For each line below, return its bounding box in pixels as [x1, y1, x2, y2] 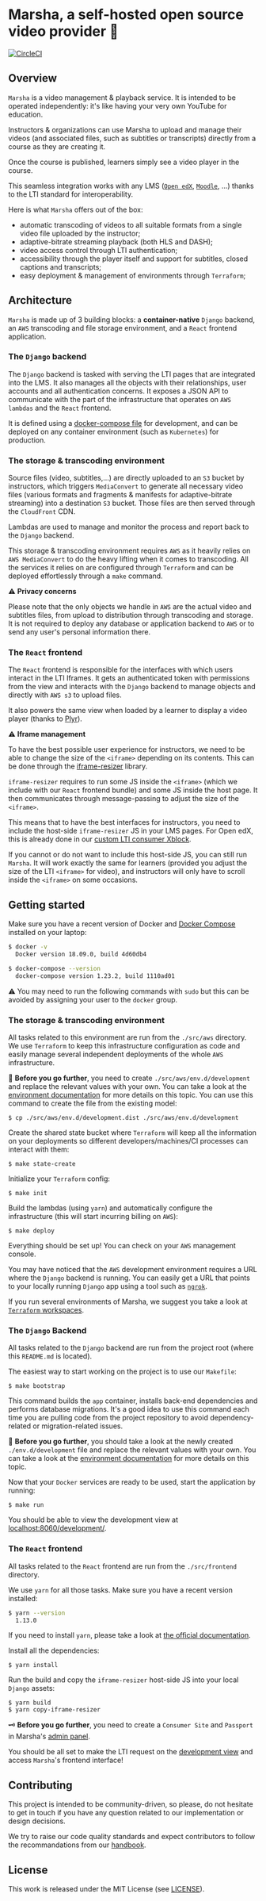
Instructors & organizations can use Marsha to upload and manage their [8, 125, 242, 134]
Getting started [8, 898, 85, 911]
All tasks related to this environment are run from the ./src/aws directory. [8, 1033, 247, 1042]
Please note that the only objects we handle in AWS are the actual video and [8, 602, 252, 611]
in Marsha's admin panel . [8, 1731, 91, 1742]
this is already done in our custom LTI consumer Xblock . [8, 834, 192, 844]
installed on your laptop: [8, 928, 87, 937]
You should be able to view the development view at [8, 1515, 178, 1524]
